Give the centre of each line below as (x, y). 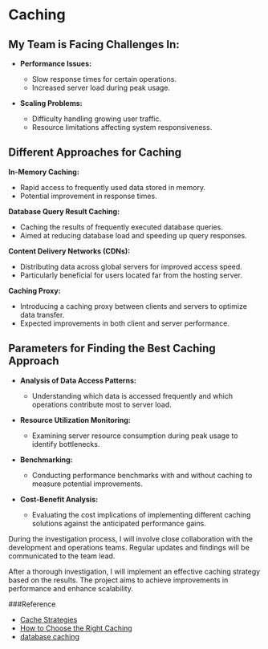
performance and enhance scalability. (71, 588)
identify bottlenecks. (66, 444)
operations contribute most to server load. (102, 404)
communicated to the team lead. (62, 556)
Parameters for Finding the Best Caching (112, 349)
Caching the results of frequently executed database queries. (121, 227)
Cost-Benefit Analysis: (59, 499)
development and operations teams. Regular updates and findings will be (129, 547)
